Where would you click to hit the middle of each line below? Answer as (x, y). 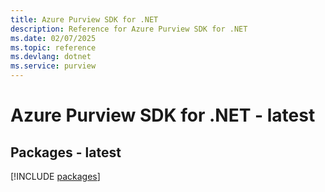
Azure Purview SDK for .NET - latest (163, 115)
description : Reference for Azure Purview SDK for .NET (129, 29)
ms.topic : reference (53, 47)
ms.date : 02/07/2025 (53, 38)
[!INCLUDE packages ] (55, 176)
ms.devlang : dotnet (51, 57)
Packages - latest (66, 152)
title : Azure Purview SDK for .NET (84, 19)
